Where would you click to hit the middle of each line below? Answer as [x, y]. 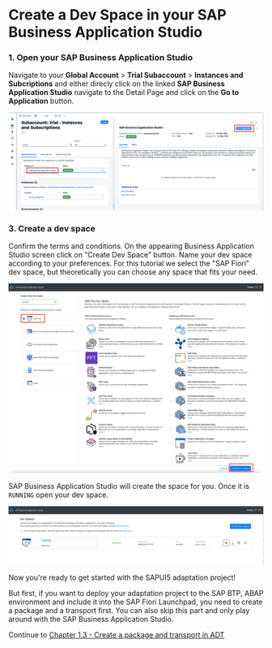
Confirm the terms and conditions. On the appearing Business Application [132, 246]
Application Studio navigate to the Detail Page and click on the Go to [124, 93]
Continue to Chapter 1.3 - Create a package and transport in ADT [117, 634]
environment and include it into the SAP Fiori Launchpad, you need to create [136, 602]
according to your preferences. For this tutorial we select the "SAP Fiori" [129, 264]
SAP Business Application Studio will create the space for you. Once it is [129, 486]
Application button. [41, 101]
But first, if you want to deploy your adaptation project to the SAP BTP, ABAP [136, 593]
